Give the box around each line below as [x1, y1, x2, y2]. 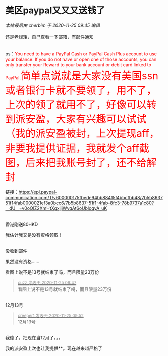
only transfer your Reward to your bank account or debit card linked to [5, 61, 151, 68]
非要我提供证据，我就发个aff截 [5, 141, 150, 154]
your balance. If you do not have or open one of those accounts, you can [5, 56, 157, 62]
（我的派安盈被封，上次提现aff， [5, 127, 160, 140]
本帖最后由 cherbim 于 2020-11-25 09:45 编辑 [5, 22, 100, 28]
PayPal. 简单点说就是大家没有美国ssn [5, 69, 159, 82]
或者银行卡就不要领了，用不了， [5, 84, 157, 96]
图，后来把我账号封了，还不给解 [5, 156, 157, 169]
